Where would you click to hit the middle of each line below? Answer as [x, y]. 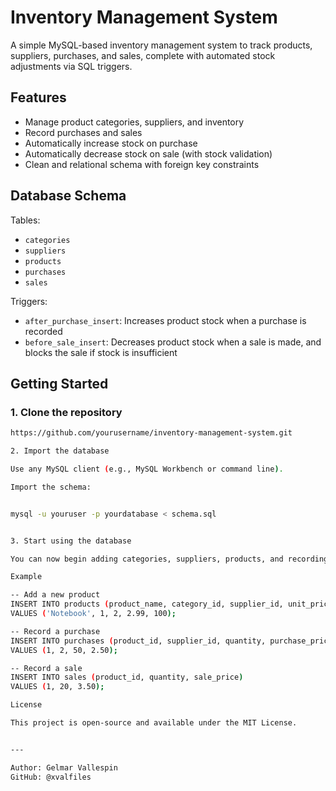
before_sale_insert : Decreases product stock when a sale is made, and [173, 342]
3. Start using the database [71, 541]
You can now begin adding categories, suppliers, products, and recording [169, 559]
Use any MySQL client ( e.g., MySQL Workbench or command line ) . [147, 469]
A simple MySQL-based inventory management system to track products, [161, 45]
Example [26, 577]
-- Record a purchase [55, 631]
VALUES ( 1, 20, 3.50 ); [57, 687]
